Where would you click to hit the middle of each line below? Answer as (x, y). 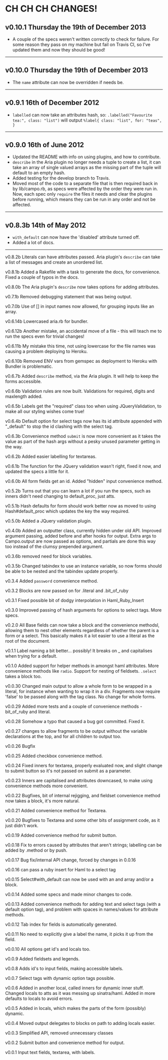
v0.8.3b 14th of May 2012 (46, 225)
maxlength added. (24, 396)
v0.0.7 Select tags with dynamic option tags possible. (60, 978)
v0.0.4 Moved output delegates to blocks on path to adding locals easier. (80, 1023)
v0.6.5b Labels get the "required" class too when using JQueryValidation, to (83, 406)
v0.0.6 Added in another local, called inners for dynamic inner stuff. (74, 988)
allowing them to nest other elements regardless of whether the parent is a (82, 631)
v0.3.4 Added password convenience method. (52, 581)
